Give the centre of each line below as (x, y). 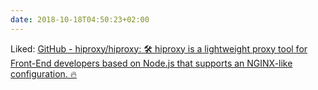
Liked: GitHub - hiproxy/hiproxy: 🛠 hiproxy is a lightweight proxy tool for (159, 48)
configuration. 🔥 (44, 73)
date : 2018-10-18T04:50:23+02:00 (80, 19)
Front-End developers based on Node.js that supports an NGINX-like (151, 63)
